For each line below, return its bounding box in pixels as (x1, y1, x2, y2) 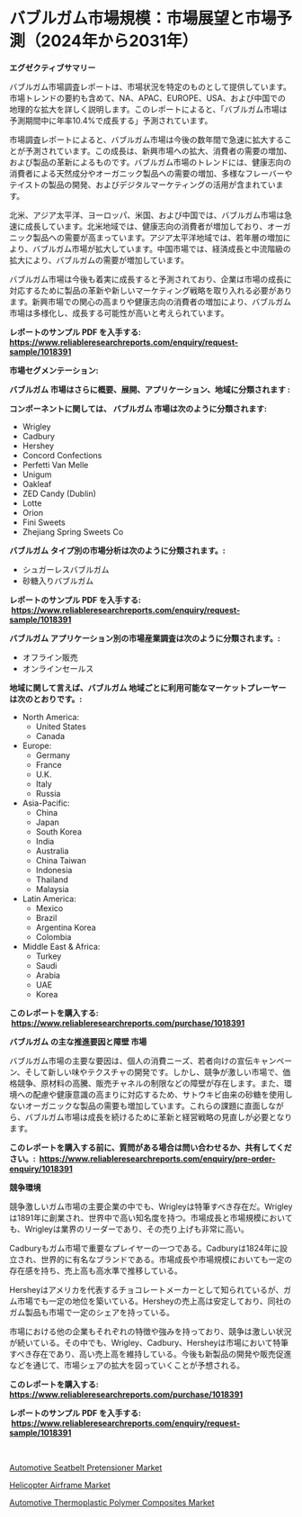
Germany (35, 749, 70, 761)
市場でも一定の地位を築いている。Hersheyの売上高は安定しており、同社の (16, 1296, 292, 1306)
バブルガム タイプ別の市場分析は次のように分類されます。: (9, 545, 226, 555)
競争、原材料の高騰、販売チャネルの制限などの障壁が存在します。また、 (16, 1078, 285, 1088)
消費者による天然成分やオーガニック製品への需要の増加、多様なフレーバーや (9, 167, 293, 178)
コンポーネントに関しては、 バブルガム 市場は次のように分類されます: (9, 402, 268, 414)
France (35, 759, 63, 770)
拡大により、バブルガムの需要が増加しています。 (9, 254, 189, 266)
